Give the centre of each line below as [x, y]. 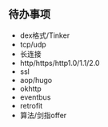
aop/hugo [36, 80]
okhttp [30, 88]
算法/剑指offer [43, 115]
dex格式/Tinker [45, 35]
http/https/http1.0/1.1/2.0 [60, 63]
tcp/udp [33, 44]
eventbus [35, 97]
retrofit [31, 105]
